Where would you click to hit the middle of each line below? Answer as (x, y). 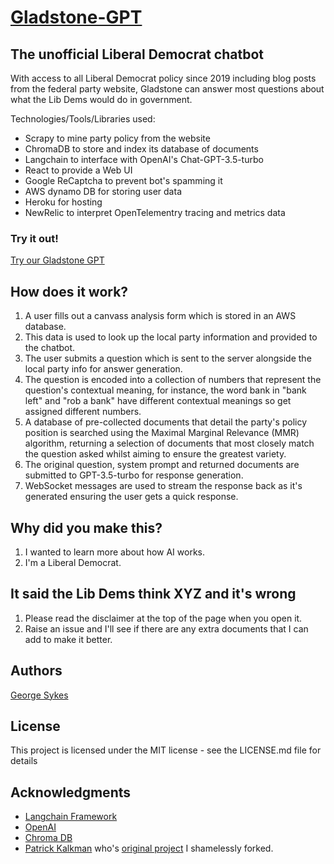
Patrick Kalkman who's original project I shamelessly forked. (149, 848)
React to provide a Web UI (78, 170)
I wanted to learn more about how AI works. (115, 552)
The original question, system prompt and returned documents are (162, 465)
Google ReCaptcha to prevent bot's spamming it (123, 180)
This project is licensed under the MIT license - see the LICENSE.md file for (166, 750)
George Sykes (39, 695)
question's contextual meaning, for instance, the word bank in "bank (165, 390)
